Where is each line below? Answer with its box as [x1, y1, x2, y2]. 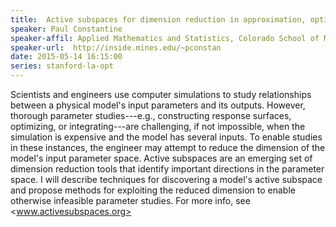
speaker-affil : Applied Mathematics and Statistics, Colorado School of [10, 33, 320, 43]
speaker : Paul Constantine [10, 24, 123, 34]
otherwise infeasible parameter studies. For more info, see [10, 195, 251, 206]
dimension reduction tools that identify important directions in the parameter [10, 163, 325, 175]
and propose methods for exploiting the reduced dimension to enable [10, 184, 296, 196]
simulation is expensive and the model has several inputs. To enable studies [10, 131, 323, 143]
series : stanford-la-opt [10, 61, 114, 71]
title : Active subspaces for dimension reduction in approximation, [10, 14, 307, 25]
